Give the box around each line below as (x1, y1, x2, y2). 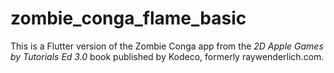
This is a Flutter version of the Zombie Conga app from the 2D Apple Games (10, 40, 324, 52)
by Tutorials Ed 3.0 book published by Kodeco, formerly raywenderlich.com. (10, 50, 325, 62)
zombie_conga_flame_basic (10, 7, 247, 30)
